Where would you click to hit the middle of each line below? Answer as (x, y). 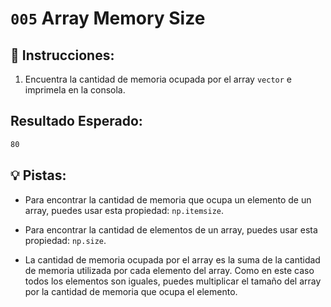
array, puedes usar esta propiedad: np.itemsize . (124, 210)
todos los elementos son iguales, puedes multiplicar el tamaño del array (173, 281)
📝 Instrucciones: (62, 55)
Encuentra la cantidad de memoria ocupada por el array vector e (158, 79)
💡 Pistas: (38, 175)
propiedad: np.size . (65, 240)
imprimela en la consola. (75, 90)
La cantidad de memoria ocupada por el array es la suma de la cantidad (172, 259)
